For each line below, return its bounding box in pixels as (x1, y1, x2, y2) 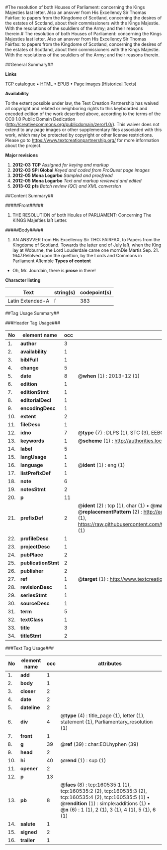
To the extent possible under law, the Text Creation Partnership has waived (5, 100, 159, 106)
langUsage (20, 454, 47, 460)
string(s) (54, 289, 76, 296)
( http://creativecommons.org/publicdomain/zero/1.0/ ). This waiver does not (5, 122, 160, 127)
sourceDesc (20, 600, 50, 607)
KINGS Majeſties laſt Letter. (12, 217, 68, 223)
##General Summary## (5, 62, 53, 67)
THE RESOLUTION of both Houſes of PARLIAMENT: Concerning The (12, 212, 152, 218)
